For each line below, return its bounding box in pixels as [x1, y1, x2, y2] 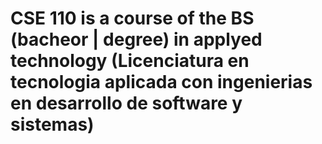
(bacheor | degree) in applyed [10, 28, 263, 51]
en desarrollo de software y [10, 92, 243, 115]
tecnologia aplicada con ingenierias [10, 71, 313, 94]
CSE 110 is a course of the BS [10, 7, 255, 30]
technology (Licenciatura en [10, 50, 250, 72]
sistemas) [10, 113, 95, 136]
